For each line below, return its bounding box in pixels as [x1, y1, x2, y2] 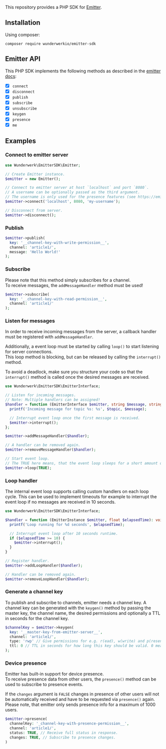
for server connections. [5, 349, 53, 355]
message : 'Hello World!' [9, 249, 61, 254]
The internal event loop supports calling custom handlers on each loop [5, 488, 149, 494]
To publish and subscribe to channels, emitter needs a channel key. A [5, 599, 147, 605]
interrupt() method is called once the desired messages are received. [5, 374, 150, 380]
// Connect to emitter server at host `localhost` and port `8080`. [5, 185, 149, 190]
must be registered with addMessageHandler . [5, 334, 94, 340]
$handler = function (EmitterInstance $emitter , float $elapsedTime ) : [5, 518, 154, 522]
